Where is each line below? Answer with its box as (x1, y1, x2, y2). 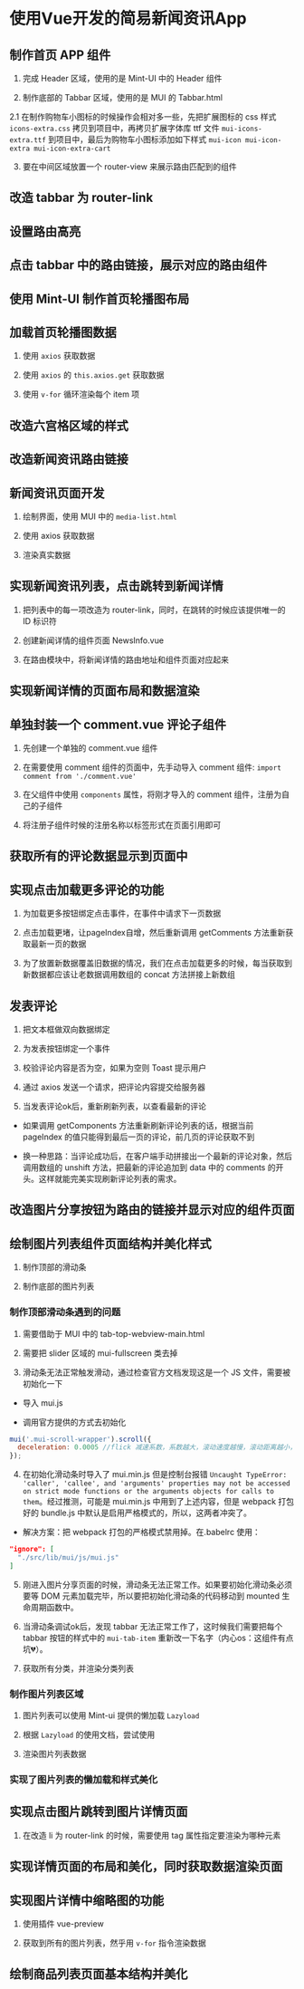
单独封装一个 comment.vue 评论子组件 (9, 716, 226, 732)
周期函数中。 (30, 1601, 79, 1612)
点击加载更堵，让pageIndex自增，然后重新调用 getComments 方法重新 (22, 927, 286, 938)
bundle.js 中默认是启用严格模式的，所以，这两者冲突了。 (40, 1507, 252, 1518)
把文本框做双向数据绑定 (22, 1024, 110, 1034)
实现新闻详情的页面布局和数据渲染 (9, 683, 200, 698)
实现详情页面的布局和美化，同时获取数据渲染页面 (9, 1859, 283, 1875)
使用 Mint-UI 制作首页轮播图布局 (9, 291, 190, 306)
